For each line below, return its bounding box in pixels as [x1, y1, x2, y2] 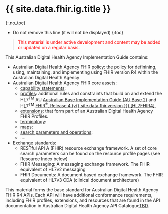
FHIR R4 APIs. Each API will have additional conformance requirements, [5, 192, 153, 198]
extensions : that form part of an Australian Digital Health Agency [20, 108, 153, 114]
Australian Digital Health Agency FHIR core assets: [12, 80, 117, 86]
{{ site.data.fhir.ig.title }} [5, 3, 111, 15]
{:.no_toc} [5, 20, 26, 26]
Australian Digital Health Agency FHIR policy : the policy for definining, [12, 64, 157, 70]
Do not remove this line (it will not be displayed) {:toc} [12, 29, 124, 35]
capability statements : [20, 85, 66, 91]
